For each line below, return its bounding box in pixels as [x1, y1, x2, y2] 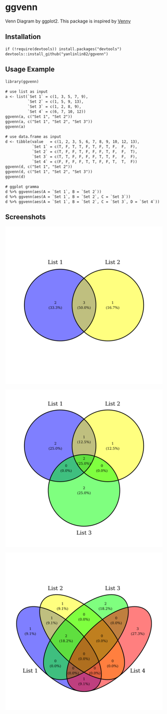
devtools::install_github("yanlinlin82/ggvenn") [5, 52, 108, 57]
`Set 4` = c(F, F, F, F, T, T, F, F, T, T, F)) [31, 159, 137, 164]
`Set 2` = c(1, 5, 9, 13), [27, 99, 84, 104]
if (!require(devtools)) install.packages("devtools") [5, 47, 122, 52]
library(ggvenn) [5, 79, 39, 84]
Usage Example [5, 65, 55, 74]
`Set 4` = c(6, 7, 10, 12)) [27, 109, 86, 114]
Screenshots [5, 212, 46, 221]
